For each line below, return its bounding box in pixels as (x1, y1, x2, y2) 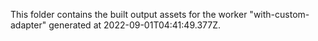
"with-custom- (249, 9, 310, 20)
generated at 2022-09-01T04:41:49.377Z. (48, 19, 221, 31)
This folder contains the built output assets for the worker (10, 9, 248, 20)
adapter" (10, 19, 47, 31)
